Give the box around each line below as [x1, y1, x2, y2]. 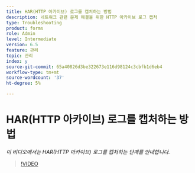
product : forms [6, 25, 44, 31]
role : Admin [6, 31, 35, 37]
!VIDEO [20, 160, 38, 167]
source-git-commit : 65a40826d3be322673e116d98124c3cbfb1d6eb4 [6, 63, 162, 70]
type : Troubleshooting [6, 20, 62, 25]
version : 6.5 [6, 42, 38, 48]
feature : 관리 [6, 47, 38, 53]
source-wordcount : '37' [6, 75, 65, 81]
